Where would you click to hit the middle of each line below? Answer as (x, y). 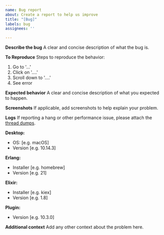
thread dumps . (20, 123)
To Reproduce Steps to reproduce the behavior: (55, 57)
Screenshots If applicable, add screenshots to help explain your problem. (82, 108)
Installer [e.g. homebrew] (39, 167)
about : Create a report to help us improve (52, 15)
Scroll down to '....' (32, 78)
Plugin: (13, 208)
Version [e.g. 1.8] (30, 198)
